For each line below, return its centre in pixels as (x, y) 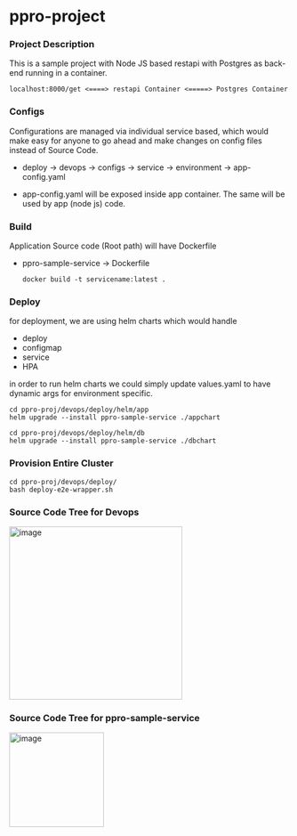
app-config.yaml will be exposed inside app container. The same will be (153, 194)
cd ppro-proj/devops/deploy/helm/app (79, 410)
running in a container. (67, 73)
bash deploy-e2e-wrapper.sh (61, 490)
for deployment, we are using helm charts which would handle (123, 321)
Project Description (52, 45)
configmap (42, 348)
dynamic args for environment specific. (81, 394)
